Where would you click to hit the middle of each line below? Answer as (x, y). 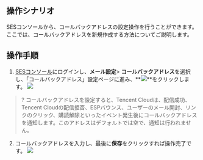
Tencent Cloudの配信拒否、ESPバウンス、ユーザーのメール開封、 (103, 107)
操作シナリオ (30, 11)
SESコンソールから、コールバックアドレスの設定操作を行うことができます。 (102, 27)
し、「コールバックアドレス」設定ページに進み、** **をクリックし (100, 79)
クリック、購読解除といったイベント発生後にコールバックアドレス (115, 115)
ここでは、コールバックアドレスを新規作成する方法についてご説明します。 (100, 34)
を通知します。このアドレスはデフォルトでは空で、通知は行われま (103, 122)
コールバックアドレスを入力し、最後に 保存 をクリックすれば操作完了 (101, 143)
